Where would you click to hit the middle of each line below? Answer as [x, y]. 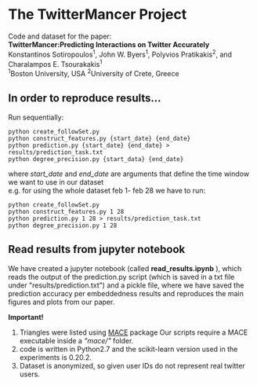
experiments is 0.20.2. [56, 357]
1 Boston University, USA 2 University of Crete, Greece [94, 73]
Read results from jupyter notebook [97, 249]
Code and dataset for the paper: [60, 36]
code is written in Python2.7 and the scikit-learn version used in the [128, 349]
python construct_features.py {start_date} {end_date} [100, 138]
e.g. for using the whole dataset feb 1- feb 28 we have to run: [107, 190]
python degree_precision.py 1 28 [63, 225]
